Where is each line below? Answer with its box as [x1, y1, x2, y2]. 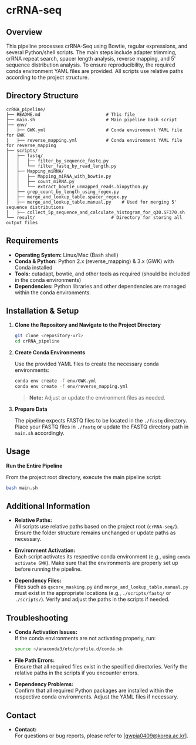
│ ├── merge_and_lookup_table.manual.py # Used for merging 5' [6, 199, 177, 205]
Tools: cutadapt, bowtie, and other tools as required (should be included [14, 270, 190, 277]
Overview [6, 27, 43, 37]
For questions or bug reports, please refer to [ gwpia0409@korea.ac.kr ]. [14, 732, 189, 739]
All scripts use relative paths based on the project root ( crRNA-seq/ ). [14, 523, 179, 530]
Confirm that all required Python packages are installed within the [14, 687, 173, 694]
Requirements [6, 236, 59, 246]
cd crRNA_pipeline [14, 338, 60, 344]
